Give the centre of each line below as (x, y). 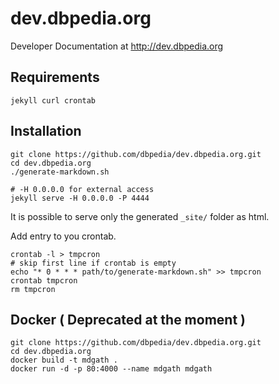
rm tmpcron (33, 289)
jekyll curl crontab (53, 100)
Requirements (55, 77)
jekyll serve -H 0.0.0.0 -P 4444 (80, 198)
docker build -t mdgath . (64, 360)
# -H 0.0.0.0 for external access (82, 189)
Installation (46, 131)
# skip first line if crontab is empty (93, 263)
